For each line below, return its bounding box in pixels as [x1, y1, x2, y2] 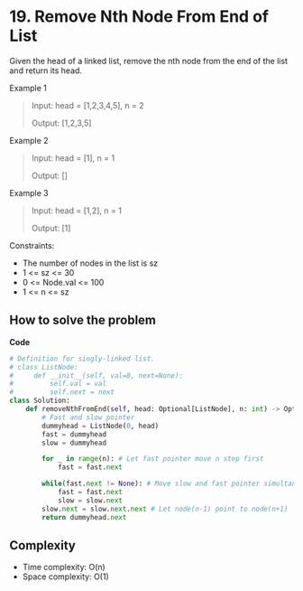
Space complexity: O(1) [22, 571, 110, 582]
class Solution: [9, 396, 70, 406]
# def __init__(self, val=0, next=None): [9, 371, 183, 380]
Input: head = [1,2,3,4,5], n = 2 [31, 99, 144, 110]
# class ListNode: [9, 362, 78, 371]
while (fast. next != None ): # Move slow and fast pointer [41, 479, 260, 489]
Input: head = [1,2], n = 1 [31, 205, 122, 216]
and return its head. [9, 65, 83, 76]
